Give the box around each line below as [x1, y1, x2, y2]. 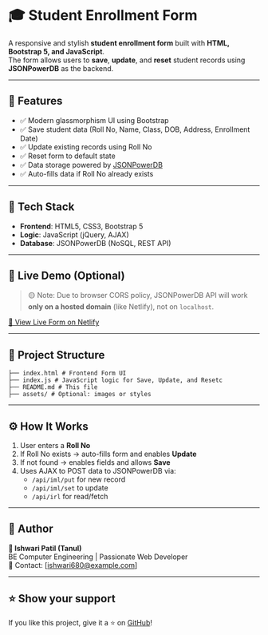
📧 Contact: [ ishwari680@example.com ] [8, 560, 138, 570]
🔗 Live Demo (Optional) [8, 268, 125, 282]
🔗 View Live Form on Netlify [8, 317, 100, 327]
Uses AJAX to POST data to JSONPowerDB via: [19, 466, 177, 475]
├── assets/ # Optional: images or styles [8, 391, 152, 399]
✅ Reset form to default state [19, 151, 116, 161]
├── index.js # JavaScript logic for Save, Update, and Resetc [8, 376, 223, 384]
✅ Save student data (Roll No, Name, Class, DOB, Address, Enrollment [19, 125, 250, 134]
